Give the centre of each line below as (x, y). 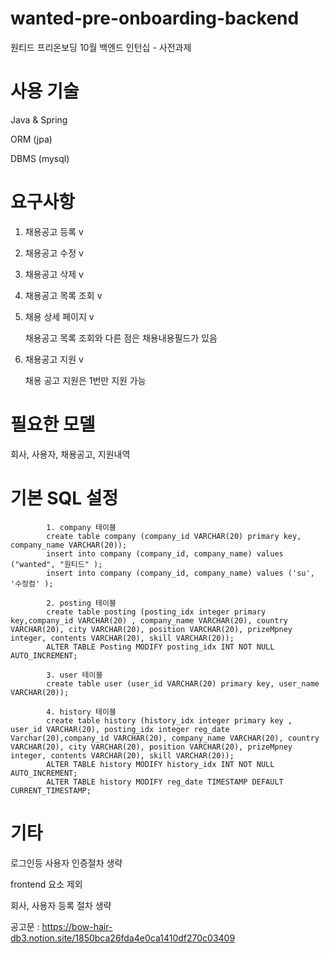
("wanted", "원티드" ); (56, 564)
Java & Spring (39, 119)
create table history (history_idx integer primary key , (169, 720)
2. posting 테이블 (81, 603)
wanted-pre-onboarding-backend (155, 18)
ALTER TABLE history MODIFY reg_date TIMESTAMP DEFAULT (165, 782)
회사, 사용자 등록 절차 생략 (61, 905)
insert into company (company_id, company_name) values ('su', (180, 573)
